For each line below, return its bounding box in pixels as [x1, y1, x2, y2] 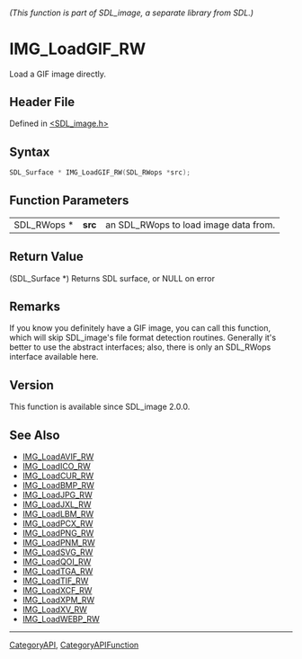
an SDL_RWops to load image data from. [104, 218, 276, 231]
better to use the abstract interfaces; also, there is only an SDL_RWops [9, 342, 271, 352]
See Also [9, 427, 60, 442]
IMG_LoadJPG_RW [22, 490, 93, 501]
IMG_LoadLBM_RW [22, 509, 94, 520]
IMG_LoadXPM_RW [22, 594, 95, 606]
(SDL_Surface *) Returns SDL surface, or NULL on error [9, 272, 216, 283]
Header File [9, 94, 75, 110]
